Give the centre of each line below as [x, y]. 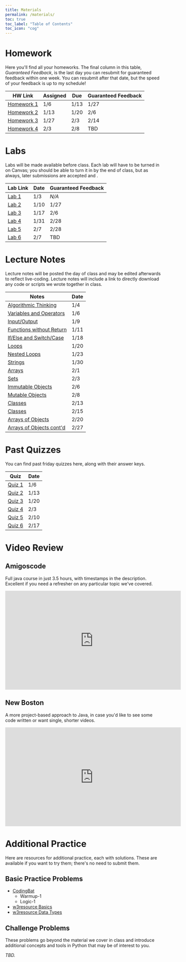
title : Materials [23, 10]
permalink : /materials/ [30, 15]
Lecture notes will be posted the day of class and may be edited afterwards [83, 273]
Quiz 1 [16, 484]
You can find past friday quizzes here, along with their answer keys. [75, 464]
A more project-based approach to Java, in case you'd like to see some [79, 715]
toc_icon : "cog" [22, 29]
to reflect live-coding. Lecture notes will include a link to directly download [82, 279]
